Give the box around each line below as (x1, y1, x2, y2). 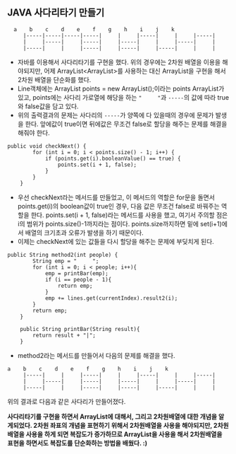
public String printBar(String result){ (20, 325, 140, 332)
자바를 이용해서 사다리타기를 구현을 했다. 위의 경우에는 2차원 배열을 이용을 (17, 57, 221, 66)
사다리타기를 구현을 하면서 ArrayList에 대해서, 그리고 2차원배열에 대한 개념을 (7, 412, 217, 421)
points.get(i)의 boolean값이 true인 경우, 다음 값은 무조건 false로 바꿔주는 (17, 202, 220, 210)
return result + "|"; (32, 332, 97, 339)
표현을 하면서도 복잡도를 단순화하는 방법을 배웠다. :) (7, 438, 148, 447)
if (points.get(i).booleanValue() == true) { (44, 155, 181, 162)
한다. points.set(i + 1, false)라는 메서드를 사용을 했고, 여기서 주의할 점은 (30, 211, 228, 219)
